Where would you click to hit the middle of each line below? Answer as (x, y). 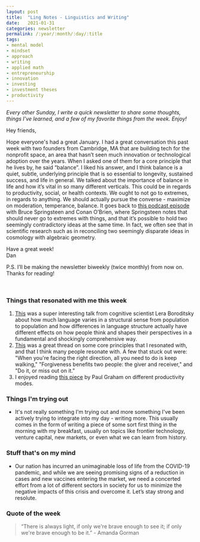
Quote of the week (33, 513)
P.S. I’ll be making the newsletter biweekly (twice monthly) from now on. (95, 267)
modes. (24, 383)
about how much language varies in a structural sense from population (102, 320)
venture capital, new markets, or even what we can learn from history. (101, 437)
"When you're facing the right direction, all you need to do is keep (96, 358)
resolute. (26, 498)
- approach (20, 56)
